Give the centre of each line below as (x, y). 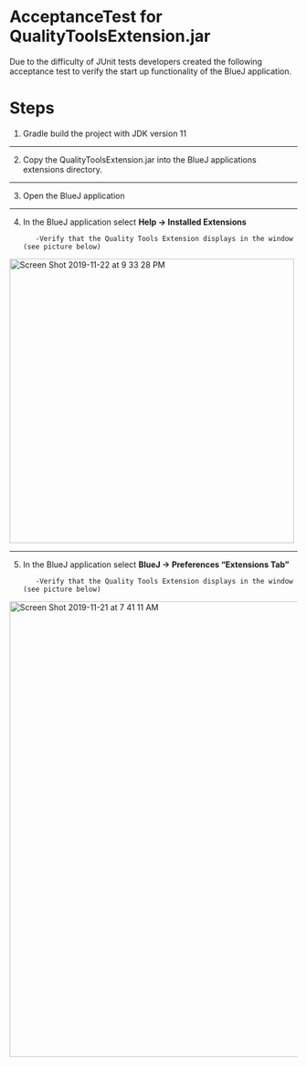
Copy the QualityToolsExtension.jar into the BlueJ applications (140, 159)
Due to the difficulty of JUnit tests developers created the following (136, 61)
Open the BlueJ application (74, 195)
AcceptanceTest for (86, 17)
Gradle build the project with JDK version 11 (105, 133)
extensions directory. (62, 169)
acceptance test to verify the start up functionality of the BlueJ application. (151, 71)
